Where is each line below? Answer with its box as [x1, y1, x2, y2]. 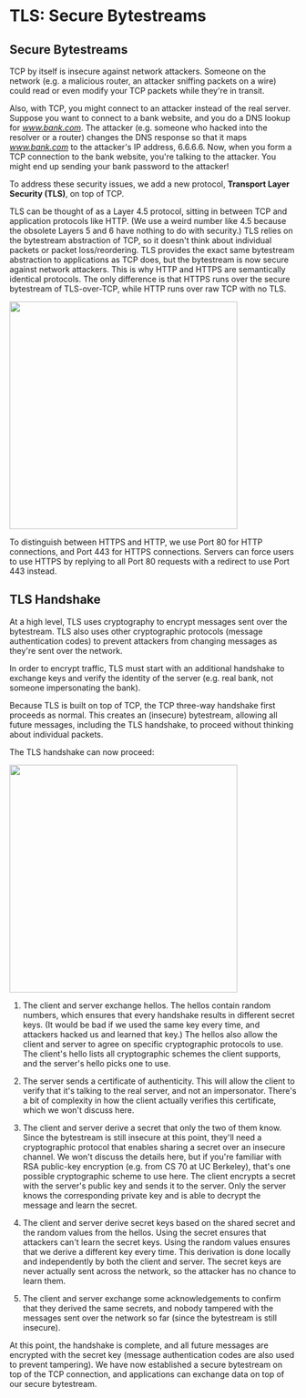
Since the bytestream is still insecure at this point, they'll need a [22, 1131, 262, 1143]
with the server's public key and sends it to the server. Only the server [22, 1180, 287, 1191]
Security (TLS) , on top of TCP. [9, 189, 125, 199]
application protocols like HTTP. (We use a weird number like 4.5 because [9, 216, 287, 226]
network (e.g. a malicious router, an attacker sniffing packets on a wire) [9, 76, 277, 87]
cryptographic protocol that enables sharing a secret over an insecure [22, 1141, 286, 1152]
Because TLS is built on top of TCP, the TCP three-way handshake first [9, 699, 276, 710]
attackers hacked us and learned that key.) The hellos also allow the [22, 1028, 278, 1039]
